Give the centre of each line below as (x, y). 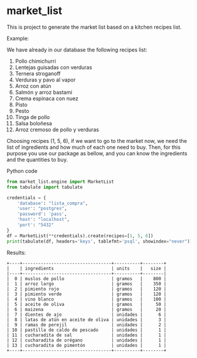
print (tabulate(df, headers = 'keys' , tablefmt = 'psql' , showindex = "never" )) (100, 241)
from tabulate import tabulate (45, 187)
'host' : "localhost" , (43, 220)
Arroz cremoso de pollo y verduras (57, 129)
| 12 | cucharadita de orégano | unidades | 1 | (87, 340)
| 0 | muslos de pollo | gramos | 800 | (87, 279)
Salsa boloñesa (33, 123)
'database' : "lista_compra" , (53, 203)
